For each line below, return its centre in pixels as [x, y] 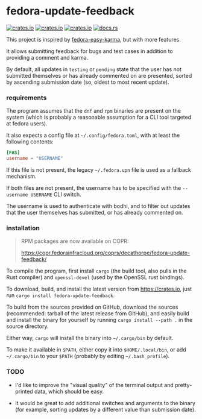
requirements [27, 98]
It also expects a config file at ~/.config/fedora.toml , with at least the [93, 135]
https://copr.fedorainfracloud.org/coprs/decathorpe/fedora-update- [106, 253]
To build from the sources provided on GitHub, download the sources [92, 307]
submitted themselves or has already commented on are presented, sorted [99, 75]
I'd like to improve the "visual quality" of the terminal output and [94, 385]
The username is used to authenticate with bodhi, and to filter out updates [98, 206]
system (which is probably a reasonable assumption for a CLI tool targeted [99, 117]
